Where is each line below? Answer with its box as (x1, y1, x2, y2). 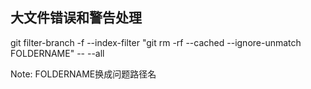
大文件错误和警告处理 (10, 9, 142, 27)
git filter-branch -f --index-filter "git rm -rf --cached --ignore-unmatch (10, 36, 302, 48)
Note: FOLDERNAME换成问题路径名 (10, 68, 157, 80)
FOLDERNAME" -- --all (10, 47, 105, 59)
